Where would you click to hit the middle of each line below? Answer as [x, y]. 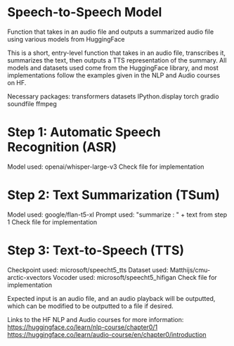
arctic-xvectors [29, 277]
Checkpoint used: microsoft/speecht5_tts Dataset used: [88, 270]
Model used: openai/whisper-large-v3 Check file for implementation [106, 167]
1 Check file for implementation [52, 222]
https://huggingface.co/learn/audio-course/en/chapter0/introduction [107, 334]
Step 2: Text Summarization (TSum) [113, 195]
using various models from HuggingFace [66, 39]
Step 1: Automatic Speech [84, 133]
